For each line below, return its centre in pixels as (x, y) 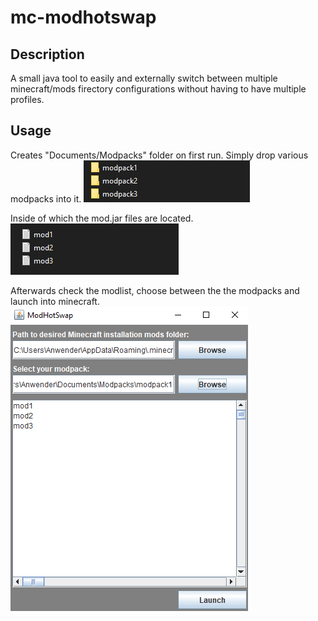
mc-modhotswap (83, 17)
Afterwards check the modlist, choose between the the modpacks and (155, 290)
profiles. (27, 99)
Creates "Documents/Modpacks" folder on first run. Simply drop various (159, 155)
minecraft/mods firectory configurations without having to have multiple (158, 89)
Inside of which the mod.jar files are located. (102, 218)
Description (47, 54)
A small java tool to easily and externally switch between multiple (144, 78)
